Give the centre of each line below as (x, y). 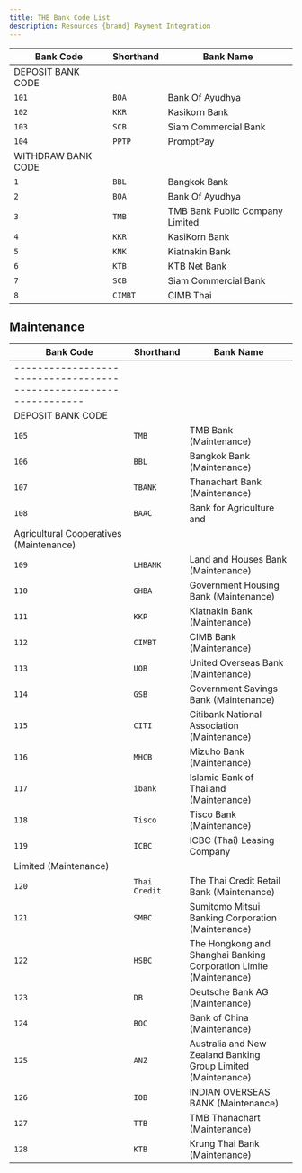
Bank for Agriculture (232, 508)
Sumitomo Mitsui (225, 907)
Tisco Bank (213, 814)
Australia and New (228, 1044)
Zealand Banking (225, 1055)
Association (214, 726)
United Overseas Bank (236, 663)
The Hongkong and (230, 944)
